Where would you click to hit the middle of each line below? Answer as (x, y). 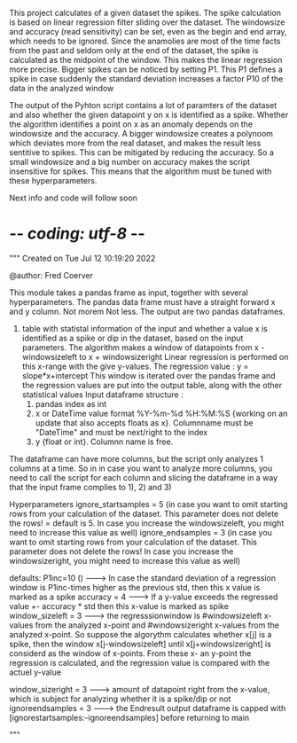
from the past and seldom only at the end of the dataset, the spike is (134, 51)
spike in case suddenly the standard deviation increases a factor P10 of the (146, 78)
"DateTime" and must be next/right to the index (121, 432)
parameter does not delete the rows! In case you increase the (121, 551)
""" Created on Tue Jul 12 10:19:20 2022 (82, 258)
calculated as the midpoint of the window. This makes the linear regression (146, 60)
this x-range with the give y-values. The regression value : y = (135, 366)
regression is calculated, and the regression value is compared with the (140, 662)
